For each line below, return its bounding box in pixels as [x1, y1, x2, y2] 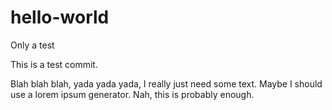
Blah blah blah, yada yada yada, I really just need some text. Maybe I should [10, 77, 323, 90]
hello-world [10, 6, 110, 29]
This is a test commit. [10, 58, 98, 70]
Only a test [10, 39, 55, 51]
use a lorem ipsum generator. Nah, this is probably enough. [10, 88, 255, 100]
